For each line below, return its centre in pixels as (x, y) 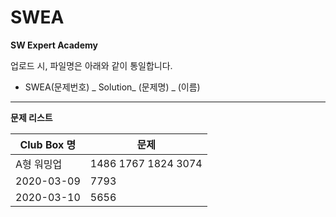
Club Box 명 (48, 144)
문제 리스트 (31, 117)
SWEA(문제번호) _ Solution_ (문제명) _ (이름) (112, 87)
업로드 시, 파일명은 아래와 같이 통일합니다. (91, 65)
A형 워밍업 (39, 164)
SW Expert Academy (54, 45)
